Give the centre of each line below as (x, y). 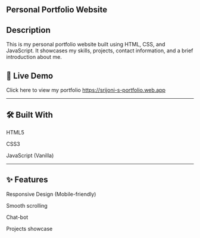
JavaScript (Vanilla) (30, 155)
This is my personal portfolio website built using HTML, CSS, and (86, 45)
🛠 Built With (30, 115)
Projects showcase (29, 228)
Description (28, 30)
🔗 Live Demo (30, 76)
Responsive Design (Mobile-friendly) (51, 194)
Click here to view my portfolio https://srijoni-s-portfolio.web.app (86, 90)
